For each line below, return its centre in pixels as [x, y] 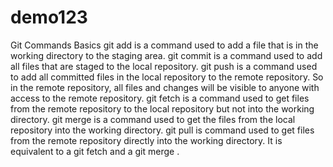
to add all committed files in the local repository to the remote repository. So [167, 77]
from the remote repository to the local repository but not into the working [162, 108]
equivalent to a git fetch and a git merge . [95, 151]
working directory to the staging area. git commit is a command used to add [166, 55]
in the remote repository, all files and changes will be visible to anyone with [165, 87]
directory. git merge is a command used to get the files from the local [153, 119]
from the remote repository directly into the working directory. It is [146, 140]
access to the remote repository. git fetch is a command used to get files [160, 98]
